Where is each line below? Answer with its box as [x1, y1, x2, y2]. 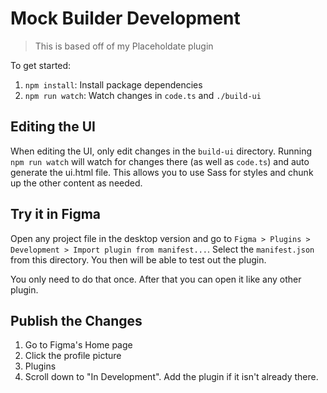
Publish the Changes [10, 312, 143, 329]
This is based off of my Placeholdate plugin [34, 40, 214, 52]
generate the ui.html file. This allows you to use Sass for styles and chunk [10, 166, 314, 178]
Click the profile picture [24, 350, 122, 362]
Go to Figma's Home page [24, 339, 133, 351]
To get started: [10, 59, 72, 71]
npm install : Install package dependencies [24, 78, 203, 91]
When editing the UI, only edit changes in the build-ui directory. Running [10, 145, 313, 157]
